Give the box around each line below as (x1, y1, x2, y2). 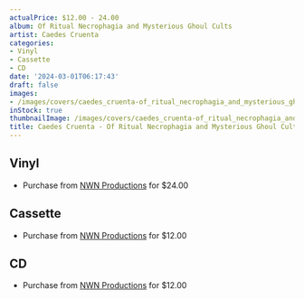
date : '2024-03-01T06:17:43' (9, 72, 119, 81)
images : (9, 89, 39, 98)
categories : (9, 38, 54, 48)
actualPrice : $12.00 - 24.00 (9, 13, 119, 23)
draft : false (9, 80, 59, 89)
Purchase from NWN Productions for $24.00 (22, 180, 189, 191)
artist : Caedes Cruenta (9, 30, 100, 39)
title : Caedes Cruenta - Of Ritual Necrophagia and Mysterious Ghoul (9, 123, 278, 132)
